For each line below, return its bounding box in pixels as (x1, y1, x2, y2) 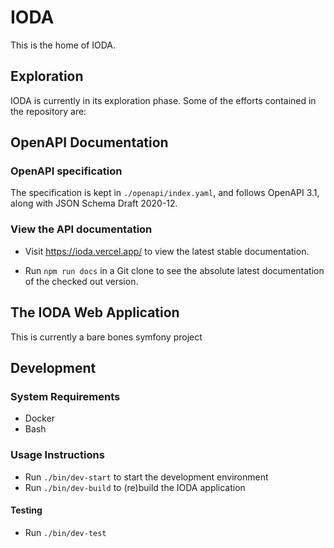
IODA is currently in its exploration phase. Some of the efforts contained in (10, 94, 317, 106)
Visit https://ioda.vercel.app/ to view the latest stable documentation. (24, 245, 310, 257)
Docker (24, 412, 56, 425)
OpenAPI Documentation (10, 134, 169, 151)
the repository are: (10, 105, 87, 117)
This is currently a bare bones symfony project (10, 331, 203, 343)
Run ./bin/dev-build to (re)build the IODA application (24, 481, 246, 493)
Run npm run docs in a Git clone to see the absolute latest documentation (24, 264, 325, 276)
